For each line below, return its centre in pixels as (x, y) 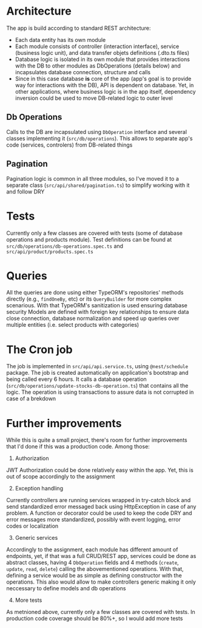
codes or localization (32, 526)
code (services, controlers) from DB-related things (69, 145)
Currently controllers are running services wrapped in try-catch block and (99, 500)
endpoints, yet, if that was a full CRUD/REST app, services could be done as (101, 556)
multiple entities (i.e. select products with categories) (73, 325)
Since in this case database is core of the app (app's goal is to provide (103, 78)
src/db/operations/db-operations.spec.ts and (65, 246)
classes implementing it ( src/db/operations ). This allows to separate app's (99, 138)
